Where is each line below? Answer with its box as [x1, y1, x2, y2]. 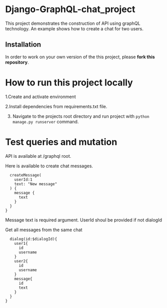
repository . [5, 59, 29, 65]
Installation [5, 40, 41, 49]
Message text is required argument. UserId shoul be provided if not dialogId [5, 216, 162, 223]
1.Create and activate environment [5, 94, 76, 100]
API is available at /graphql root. [5, 153, 71, 159]
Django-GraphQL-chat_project [5, 4, 136, 15]
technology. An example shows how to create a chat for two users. [5, 25, 144, 31]
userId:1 [14, 177, 33, 182]
